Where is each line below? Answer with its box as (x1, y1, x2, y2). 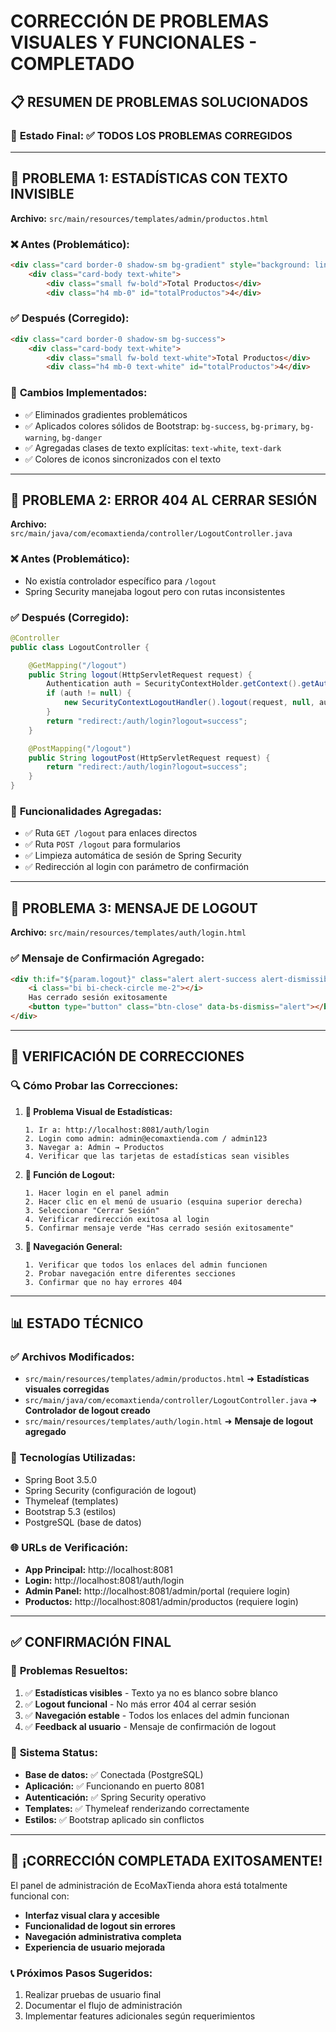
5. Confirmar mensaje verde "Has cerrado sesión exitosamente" (24, 1223, 295, 1233)
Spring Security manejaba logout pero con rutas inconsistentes (24, 585, 286, 597)
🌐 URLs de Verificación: (10, 1541, 129, 1555)
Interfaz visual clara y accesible (24, 1909, 160, 1921)
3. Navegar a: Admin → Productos (24, 1142, 165, 1152)
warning (24, 433, 57, 443)
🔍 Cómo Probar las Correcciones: (10, 1079, 179, 1093)
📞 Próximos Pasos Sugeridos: (10, 1966, 153, 1980)
